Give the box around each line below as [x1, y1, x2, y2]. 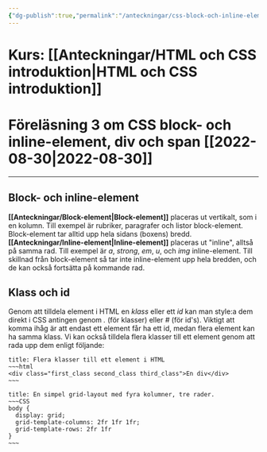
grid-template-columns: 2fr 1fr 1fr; [15, 419, 141, 427]
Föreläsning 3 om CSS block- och [8, 116, 232, 133]
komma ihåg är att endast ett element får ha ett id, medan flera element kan [8, 323, 256, 334]
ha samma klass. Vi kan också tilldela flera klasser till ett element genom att [8, 332, 256, 342]
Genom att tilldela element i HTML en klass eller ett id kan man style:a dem [8, 307, 253, 316]
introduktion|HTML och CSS [8, 63, 198, 80]
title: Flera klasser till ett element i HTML [8, 356, 165, 364]
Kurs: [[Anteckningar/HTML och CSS [8, 45, 257, 64]
